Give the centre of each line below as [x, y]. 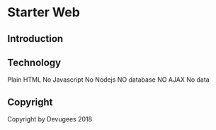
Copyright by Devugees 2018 [50, 119]
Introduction [35, 39]
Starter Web [44, 12]
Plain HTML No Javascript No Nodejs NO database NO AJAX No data [109, 80]
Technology [34, 62]
